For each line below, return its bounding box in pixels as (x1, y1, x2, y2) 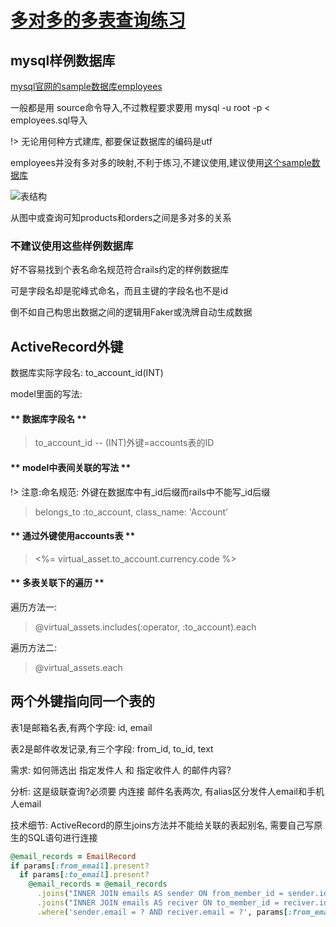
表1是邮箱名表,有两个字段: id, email (10, 721, 153, 733)
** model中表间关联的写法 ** (10, 461, 132, 473)
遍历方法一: (10, 601, 58, 613)
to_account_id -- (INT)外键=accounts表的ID (34, 437, 215, 449)
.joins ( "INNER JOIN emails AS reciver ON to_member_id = (36, 898, 280, 908)
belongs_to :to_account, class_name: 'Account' (34, 506, 229, 518)
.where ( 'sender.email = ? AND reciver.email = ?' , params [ (36, 907, 288, 917)
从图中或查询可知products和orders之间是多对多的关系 (10, 212, 232, 223)
